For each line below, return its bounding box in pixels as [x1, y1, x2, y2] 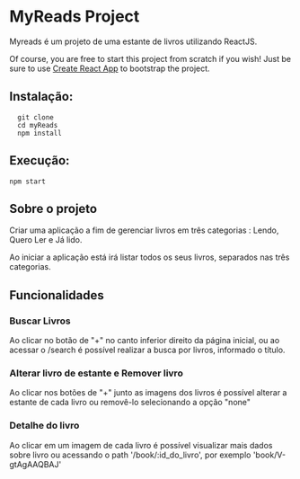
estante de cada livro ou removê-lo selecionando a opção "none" [9, 397, 251, 408]
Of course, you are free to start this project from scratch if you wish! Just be [9, 53, 292, 64]
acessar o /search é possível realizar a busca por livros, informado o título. [9, 344, 286, 356]
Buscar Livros [9, 315, 71, 327]
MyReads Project [9, 6, 140, 27]
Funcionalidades [9, 288, 105, 303]
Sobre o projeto [9, 200, 97, 217]
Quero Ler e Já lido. [9, 235, 83, 245]
